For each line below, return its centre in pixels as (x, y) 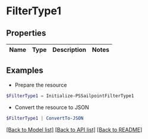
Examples (25, 71)
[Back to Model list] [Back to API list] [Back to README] (74, 129)
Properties (26, 33)
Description (69, 50)
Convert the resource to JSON (52, 107)
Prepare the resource (41, 85)
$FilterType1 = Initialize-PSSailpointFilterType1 (70, 96)
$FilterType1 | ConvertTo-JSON (45, 118)
